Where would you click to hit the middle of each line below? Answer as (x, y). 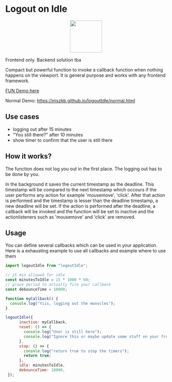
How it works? (29, 157)
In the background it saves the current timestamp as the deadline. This (80, 184)
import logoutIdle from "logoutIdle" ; (47, 266)
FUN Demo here (22, 90)
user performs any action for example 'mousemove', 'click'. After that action (85, 195)
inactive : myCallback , (43, 322)
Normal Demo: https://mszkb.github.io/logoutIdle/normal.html (70, 100)
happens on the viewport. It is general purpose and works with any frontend (85, 75)
